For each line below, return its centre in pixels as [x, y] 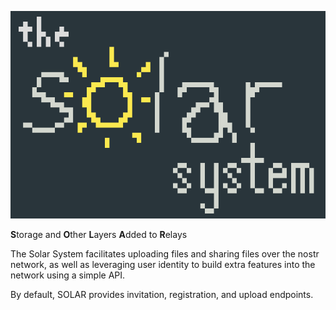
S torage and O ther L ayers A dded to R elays [99, 234]
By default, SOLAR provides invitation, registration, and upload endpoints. [162, 294]
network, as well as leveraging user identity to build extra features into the [163, 264]
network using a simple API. [68, 275]
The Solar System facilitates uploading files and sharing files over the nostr [165, 253]
